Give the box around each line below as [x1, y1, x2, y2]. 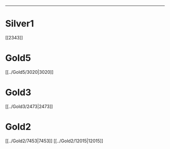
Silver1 [5, 18, 34, 29]
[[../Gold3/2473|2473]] [5, 103, 53, 109]
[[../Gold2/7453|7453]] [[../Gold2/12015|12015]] [5, 137, 104, 144]
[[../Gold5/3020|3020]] [5, 69, 54, 75]
